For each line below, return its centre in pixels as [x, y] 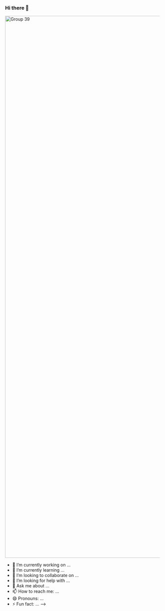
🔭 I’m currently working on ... [41, 565]
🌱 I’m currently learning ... [38, 570]
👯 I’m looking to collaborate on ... [45, 576]
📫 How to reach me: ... [36, 591]
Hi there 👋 [17, 8]
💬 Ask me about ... [31, 586]
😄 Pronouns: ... [28, 599]
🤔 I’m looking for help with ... [41, 580]
